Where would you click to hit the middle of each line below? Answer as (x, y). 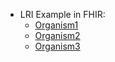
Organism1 (56, 25)
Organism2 (57, 35)
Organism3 (57, 46)
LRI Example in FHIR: (62, 14)
